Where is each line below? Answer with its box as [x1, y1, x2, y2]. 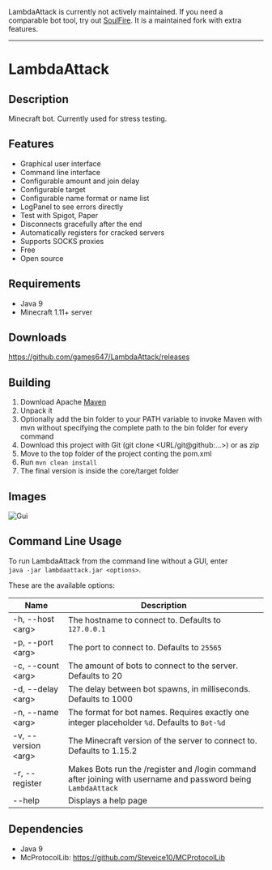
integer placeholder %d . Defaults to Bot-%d [67, 717, 226, 728]
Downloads [8, 331, 67, 345]
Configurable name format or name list [19, 193, 150, 203]
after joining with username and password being [67, 774, 252, 785]
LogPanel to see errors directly [19, 202, 124, 212]
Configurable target [19, 184, 87, 194]
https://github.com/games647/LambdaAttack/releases [8, 352, 190, 362]
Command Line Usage [8, 534, 122, 548]
